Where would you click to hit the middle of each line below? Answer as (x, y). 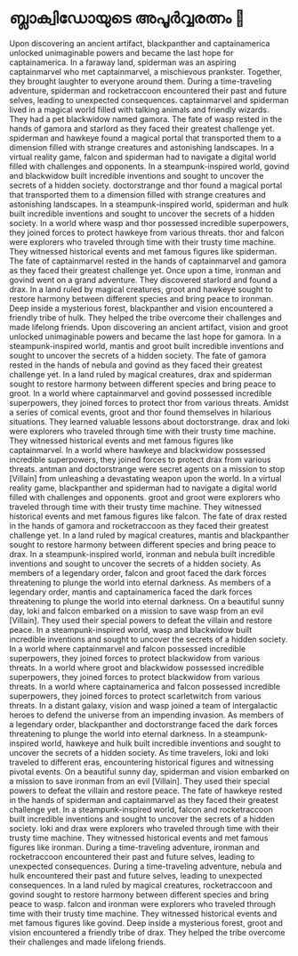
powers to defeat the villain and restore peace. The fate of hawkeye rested (146, 790)
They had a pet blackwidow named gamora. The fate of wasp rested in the (146, 118)
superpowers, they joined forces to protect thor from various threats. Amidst (149, 402)
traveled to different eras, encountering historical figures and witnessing (141, 762)
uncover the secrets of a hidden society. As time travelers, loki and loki (139, 752)
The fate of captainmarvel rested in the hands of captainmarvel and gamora (148, 261)
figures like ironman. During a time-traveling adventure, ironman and (134, 847)
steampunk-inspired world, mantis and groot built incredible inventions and (147, 345)
